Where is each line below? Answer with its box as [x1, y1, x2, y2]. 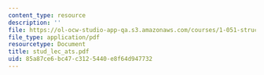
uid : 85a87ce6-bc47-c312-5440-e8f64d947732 [8, 55, 153, 63]
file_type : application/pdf [8, 33, 101, 41]
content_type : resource [8, 11, 86, 20]
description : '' [8, 19, 61, 27]
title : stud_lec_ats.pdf [8, 48, 90, 55]
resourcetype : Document [8, 41, 86, 48]
